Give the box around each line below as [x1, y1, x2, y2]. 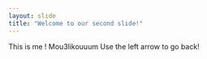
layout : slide [8, 11, 57, 20]
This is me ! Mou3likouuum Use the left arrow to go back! [8, 41, 201, 51]
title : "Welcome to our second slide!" [8, 19, 144, 27]
